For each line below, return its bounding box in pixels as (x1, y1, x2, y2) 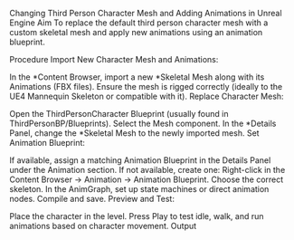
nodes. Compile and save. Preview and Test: (9, 194, 175, 204)
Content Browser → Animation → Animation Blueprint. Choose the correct (9, 174, 284, 185)
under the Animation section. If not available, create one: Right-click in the (9, 165, 286, 175)
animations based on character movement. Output (9, 221, 197, 231)
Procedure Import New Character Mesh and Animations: (9, 54, 219, 64)
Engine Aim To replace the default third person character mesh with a (9, 17, 269, 28)
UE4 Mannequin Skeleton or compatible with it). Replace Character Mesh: (9, 91, 284, 101)
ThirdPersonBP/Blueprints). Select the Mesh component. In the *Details (9, 118, 277, 129)
